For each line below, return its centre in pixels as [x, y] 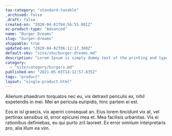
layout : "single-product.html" [39, 82]
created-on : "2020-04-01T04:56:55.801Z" [49, 24]
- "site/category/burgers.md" [42, 67]
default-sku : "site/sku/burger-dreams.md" [51, 53]
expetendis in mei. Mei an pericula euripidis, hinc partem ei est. [72, 102]
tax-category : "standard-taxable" [42, 10]
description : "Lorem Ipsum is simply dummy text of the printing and [81, 58]
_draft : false [20, 20]
